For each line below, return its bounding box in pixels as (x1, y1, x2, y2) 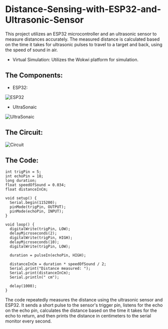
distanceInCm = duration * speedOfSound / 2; (10, 262, 107, 267)
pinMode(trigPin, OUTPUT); (10, 204, 66, 209)
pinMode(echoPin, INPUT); (10, 209, 64, 214)
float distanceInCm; (5, 187, 49, 192)
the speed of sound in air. (5, 47, 58, 53)
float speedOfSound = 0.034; (5, 182, 66, 188)
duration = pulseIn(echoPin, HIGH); (10, 253, 86, 258)
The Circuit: (5, 128, 43, 137)
